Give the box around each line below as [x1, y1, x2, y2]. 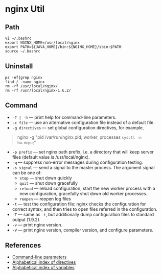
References [5, 241, 41, 250]
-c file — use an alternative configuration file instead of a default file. [12, 119, 155, 125]
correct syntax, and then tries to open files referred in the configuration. [12, 206, 158, 212]
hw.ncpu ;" [17, 139, 36, 145]
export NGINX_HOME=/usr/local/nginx [5, 40, 80, 45]
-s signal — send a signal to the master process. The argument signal [12, 164, 155, 170]
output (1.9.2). [12, 217, 41, 223]
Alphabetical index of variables [12, 265, 75, 271]
